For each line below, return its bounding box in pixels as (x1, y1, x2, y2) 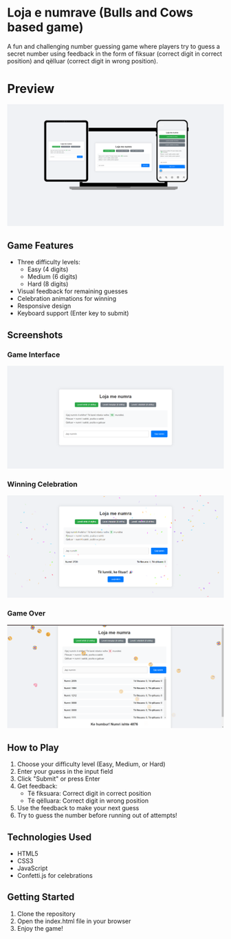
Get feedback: (16, 782, 58, 790)
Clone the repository (16, 909, 76, 918)
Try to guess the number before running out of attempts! (16, 811, 177, 820)
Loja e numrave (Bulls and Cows (7, 5, 194, 21)
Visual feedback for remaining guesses (16, 287, 129, 295)
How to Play (7, 741, 60, 753)
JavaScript (16, 864, 48, 872)
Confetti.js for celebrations (16, 871, 93, 879)
